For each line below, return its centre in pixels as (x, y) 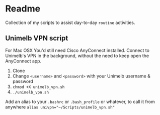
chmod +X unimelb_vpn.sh (38, 87)
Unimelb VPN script (37, 38)
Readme (23, 9)
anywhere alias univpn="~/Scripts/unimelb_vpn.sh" (60, 107)
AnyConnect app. (23, 61)
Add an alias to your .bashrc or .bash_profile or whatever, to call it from (80, 101)
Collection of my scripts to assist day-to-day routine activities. (70, 22)
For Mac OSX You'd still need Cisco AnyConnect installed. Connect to (77, 50)
